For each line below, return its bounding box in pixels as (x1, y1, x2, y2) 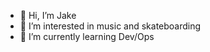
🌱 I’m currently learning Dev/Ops (19, 31, 155, 42)
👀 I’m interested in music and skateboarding (19, 20, 202, 32)
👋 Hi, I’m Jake (19, 10, 77, 21)
